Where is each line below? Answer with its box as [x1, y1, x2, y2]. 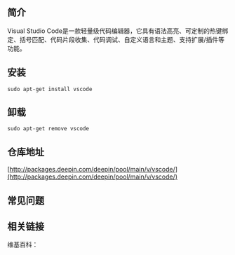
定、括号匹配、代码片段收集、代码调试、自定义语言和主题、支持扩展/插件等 [7, 35, 225, 43]
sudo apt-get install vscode [7, 85, 93, 92]
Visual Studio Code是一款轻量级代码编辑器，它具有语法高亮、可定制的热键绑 [7, 27, 229, 35]
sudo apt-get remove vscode [7, 125, 90, 132]
